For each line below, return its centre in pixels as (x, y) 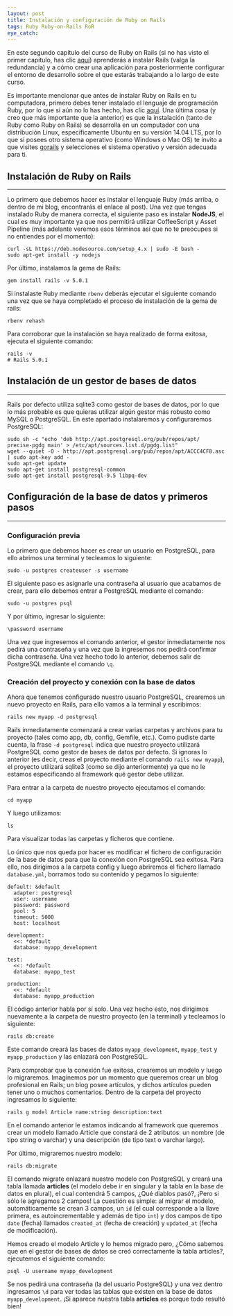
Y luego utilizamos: (34, 813)
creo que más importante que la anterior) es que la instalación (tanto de (110, 118)
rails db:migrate (32, 1166)
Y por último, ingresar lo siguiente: (56, 616)
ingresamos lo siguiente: (42, 1100)
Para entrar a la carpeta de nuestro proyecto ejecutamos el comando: (106, 788)
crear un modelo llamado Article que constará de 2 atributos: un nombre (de (116, 1133)
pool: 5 (25, 911)
